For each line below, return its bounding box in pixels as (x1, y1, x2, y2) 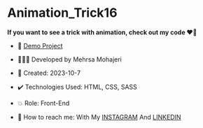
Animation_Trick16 (7, 5, 118, 21)
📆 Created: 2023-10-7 (17, 69, 81, 77)
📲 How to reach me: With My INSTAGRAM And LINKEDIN (17, 113, 181, 121)
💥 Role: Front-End (17, 99, 70, 107)
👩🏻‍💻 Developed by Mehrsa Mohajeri (17, 55, 122, 64)
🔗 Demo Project (17, 41, 63, 50)
